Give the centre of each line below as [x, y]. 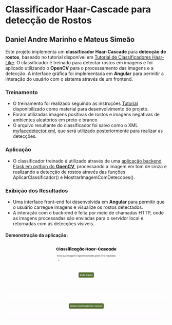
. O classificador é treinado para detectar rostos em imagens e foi [83, 62]
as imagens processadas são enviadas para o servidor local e [78, 218]
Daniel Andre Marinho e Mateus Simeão [70, 39]
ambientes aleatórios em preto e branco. [56, 120]
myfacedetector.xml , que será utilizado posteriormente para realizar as [88, 131]
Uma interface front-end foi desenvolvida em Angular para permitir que [89, 202]
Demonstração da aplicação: [37, 236]
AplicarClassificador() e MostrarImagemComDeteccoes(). [74, 177]
